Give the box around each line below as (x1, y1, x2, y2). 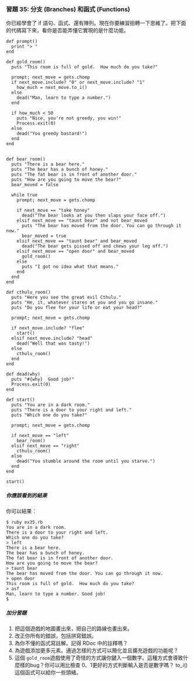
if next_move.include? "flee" (11, 325, 85, 331)
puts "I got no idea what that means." (21, 264, 119, 270)
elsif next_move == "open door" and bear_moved (16, 249, 134, 254)
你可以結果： (6, 508, 37, 515)
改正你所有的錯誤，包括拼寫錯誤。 (14, 632, 97, 639)
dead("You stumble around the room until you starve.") (16, 458, 156, 465)
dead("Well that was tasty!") (16, 340, 91, 346)
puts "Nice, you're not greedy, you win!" (16, 115, 122, 121)
